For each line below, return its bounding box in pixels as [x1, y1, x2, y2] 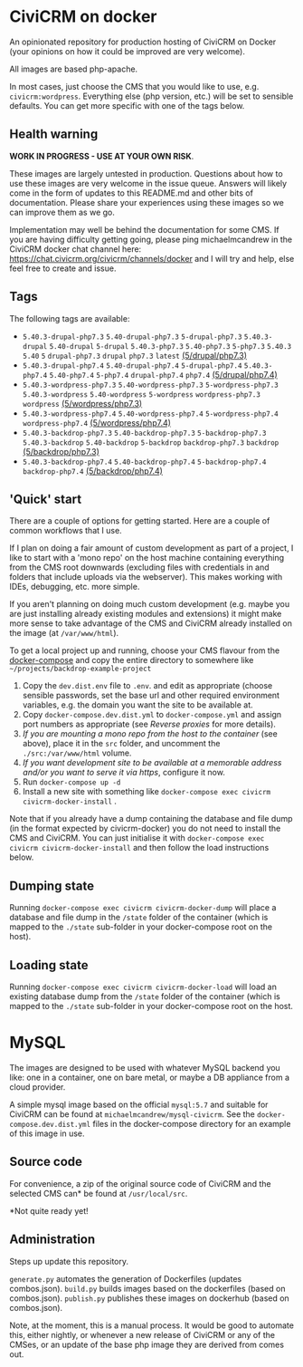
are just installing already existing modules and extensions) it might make [9, 609, 282, 620]
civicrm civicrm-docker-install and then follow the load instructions [9, 842, 270, 853]
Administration [9, 1232, 96, 1247]
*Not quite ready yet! [9, 1205, 89, 1216]
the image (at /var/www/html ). [9, 628, 119, 639]
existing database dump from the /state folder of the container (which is [9, 991, 280, 1002]
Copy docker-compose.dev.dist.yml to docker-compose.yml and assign [22, 709, 282, 720]
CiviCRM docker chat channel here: [9, 243, 142, 255]
